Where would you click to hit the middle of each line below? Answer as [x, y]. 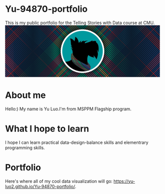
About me [26, 95]
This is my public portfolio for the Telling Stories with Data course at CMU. [80, 23]
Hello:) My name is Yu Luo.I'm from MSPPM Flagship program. [68, 109]
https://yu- [124, 181]
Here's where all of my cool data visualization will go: [59, 181]
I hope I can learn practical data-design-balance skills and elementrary [77, 142]
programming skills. [25, 147]
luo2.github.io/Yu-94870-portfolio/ [40, 186]
